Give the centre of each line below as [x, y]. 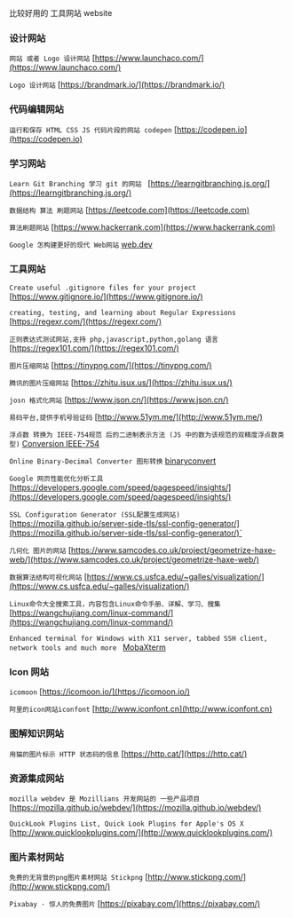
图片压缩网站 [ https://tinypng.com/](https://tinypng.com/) [111, 366]
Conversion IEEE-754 [61, 444]
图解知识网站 [37, 733]
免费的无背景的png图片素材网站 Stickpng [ [79, 877]
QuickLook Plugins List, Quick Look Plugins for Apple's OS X [127, 824]
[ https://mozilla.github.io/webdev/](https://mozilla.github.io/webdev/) [135, 808]
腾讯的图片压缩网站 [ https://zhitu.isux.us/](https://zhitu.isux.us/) [121, 383]
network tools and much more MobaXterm [87, 647]
